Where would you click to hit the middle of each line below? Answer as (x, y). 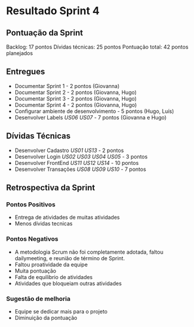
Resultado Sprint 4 (53, 11)
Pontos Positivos (31, 204)
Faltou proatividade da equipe (51, 264)
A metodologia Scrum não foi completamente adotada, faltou (89, 252)
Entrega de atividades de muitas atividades (67, 218)
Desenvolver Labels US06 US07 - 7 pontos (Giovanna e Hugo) (90, 117)
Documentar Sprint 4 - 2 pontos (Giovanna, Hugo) (76, 105)
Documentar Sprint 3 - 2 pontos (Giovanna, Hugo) (76, 98)
